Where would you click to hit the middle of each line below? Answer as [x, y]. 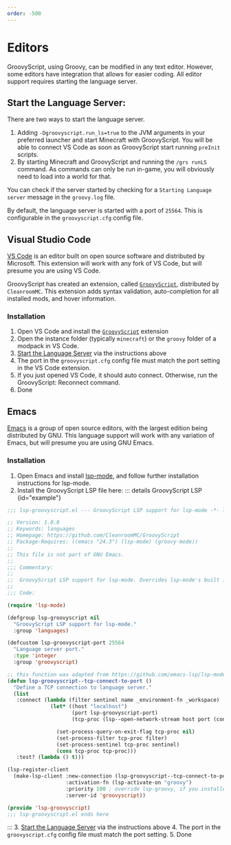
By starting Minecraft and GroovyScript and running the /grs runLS [112, 162]
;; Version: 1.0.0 [33, 523]
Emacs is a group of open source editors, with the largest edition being [108, 428]
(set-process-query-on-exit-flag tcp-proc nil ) [125, 731]
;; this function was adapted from [58, 674]
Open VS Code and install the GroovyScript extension [93, 332]
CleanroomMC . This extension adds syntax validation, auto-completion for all [113, 291]
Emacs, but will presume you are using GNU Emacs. [81, 443]
